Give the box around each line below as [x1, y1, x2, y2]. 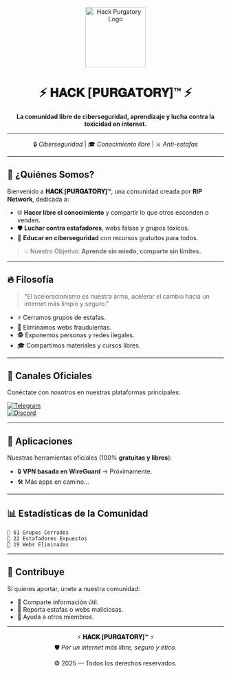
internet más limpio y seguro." [23, 299, 109, 308]
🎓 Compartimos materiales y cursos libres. [16, 341, 141, 350]
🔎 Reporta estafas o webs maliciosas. [16, 605, 124, 613]
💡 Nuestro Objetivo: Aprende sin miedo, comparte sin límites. [23, 247, 201, 255]
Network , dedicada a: [7, 195, 69, 203]
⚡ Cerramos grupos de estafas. [16, 313, 107, 321]
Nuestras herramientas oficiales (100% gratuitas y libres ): [7, 453, 173, 462]
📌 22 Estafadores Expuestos [7, 535, 88, 542]
